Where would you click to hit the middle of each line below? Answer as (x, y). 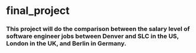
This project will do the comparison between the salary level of (98, 29)
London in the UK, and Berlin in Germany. (66, 44)
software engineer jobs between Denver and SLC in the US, (92, 36)
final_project (38, 11)
